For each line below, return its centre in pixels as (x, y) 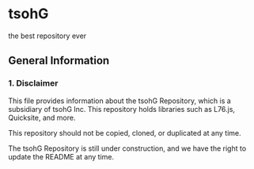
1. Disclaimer (33, 83)
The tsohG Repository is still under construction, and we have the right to (127, 148)
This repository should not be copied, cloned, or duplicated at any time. (125, 133)
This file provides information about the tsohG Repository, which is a (119, 101)
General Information (59, 61)
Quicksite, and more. (42, 117)
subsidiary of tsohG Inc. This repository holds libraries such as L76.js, (122, 109)
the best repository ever (47, 36)
